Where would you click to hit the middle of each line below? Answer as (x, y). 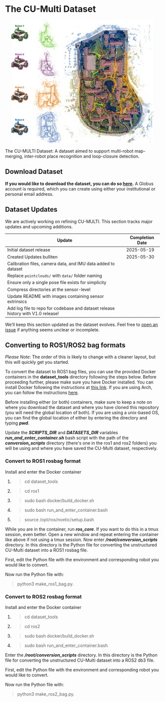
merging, (14, 156)
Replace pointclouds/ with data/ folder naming (55, 276)
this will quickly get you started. (37, 362)
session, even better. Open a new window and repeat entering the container (82, 534)
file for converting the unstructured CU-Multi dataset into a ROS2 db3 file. (80, 660)
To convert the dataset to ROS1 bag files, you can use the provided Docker (81, 372)
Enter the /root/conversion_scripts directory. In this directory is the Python (82, 655)
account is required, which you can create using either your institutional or (80, 189)
